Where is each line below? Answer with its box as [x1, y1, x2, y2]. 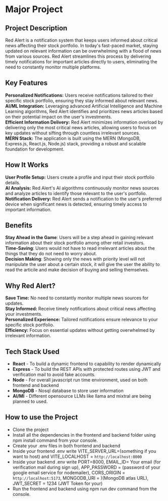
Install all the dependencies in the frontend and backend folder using [12, 432, 156, 438]
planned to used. [12, 399, 48, 405]
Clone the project [12, 427, 49, 433]
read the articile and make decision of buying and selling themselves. [5, 267, 149, 273]
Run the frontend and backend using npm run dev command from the [12, 485, 157, 492]
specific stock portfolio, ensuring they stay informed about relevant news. [5, 97, 159, 103]
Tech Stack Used [5, 347, 60, 356]
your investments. [5, 311, 43, 317]
